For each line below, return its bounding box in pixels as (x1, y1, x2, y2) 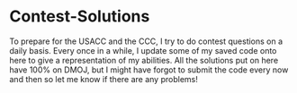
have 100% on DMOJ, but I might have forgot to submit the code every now (9, 64, 289, 75)
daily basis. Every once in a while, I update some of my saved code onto (9, 45, 277, 55)
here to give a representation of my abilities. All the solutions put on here (9, 55, 279, 65)
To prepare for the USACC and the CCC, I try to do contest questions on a (9, 36, 283, 46)
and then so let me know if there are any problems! (9, 73, 198, 84)
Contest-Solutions (9, 6, 150, 27)
